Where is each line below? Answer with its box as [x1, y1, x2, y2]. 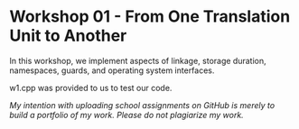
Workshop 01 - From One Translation [9, 6, 291, 27]
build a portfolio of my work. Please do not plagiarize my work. [9, 109, 244, 120]
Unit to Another [9, 25, 127, 46]
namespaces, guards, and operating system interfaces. [9, 65, 215, 76]
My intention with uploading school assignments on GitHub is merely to [9, 99, 276, 110]
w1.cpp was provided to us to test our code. [9, 82, 173, 93]
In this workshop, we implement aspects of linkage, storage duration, [9, 55, 266, 66]
